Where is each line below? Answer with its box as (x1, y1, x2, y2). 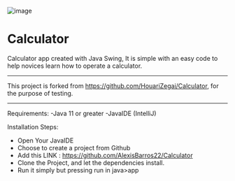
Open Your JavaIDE (17, 136, 74, 145)
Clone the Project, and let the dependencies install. (17, 158, 165, 167)
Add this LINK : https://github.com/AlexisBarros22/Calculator (17, 151, 194, 159)
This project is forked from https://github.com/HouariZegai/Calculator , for (7, 81, 219, 90)
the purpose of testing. (7, 89, 73, 97)
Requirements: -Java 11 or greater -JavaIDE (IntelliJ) (7, 109, 157, 117)
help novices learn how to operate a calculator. (7, 61, 143, 70)
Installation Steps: (7, 122, 59, 131)
